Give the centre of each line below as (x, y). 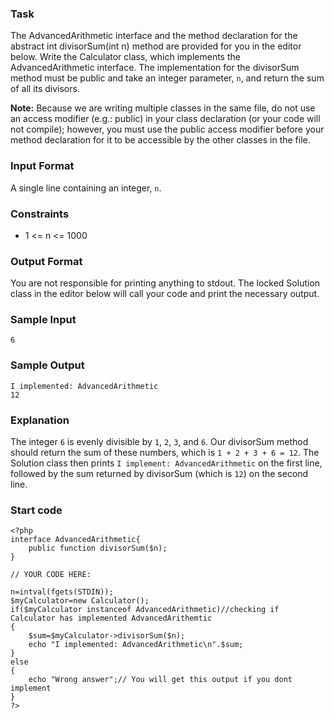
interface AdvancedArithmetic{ (75, 540)
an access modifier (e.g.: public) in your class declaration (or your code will (165, 119)
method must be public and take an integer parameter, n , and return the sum (167, 78)
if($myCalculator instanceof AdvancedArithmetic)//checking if (145, 610)
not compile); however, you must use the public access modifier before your (167, 129)
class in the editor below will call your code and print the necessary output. (165, 294)
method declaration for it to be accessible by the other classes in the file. (160, 140)
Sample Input (43, 320)
